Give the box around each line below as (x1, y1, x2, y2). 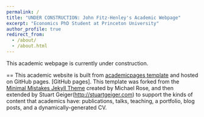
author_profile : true (6, 26, 62, 32)
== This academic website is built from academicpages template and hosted (6, 71, 199, 79)
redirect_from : (6, 32, 45, 38)
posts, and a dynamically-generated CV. (6, 104, 107, 111)
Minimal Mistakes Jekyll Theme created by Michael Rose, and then (6, 84, 174, 91)
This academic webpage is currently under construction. (6, 59, 149, 67)
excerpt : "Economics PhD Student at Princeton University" (6, 20, 160, 26)
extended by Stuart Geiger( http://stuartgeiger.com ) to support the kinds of (6, 91, 193, 98)
